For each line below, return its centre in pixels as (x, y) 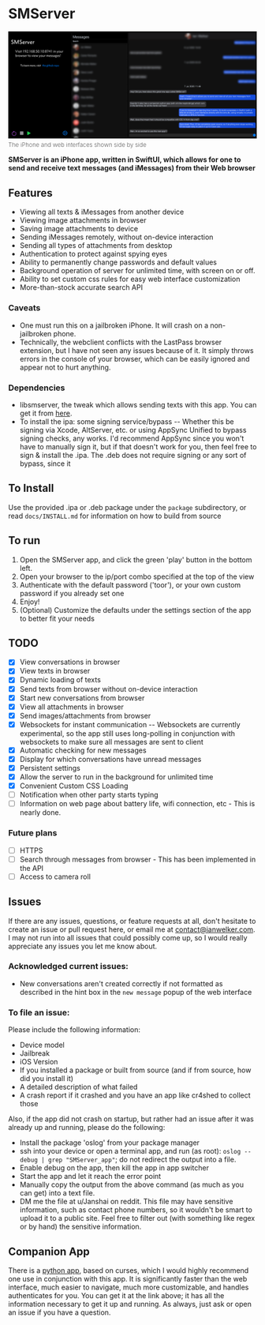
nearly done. (40, 813)
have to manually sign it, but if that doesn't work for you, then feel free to (138, 446)
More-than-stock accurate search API (81, 287)
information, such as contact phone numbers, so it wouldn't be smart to (136, 1210)
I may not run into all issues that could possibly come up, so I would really (128, 937)
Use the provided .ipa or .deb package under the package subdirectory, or (127, 507)
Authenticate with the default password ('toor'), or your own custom (130, 584)
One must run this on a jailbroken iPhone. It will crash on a (114, 325)
